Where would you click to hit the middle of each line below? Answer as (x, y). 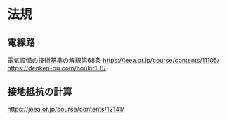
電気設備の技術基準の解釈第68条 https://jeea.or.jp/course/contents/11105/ (113, 60)
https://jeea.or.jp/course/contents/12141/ (66, 109)
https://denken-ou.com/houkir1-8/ (57, 68)
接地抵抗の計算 (40, 92)
